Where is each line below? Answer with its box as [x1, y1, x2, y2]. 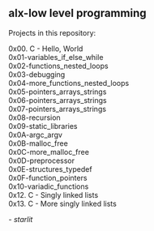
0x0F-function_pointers [8, 173, 88, 182]
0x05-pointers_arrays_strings [8, 87, 107, 96]
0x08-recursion [8, 113, 61, 122]
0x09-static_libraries [8, 121, 78, 130]
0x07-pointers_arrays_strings [8, 104, 107, 113]
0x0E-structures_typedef [8, 164, 92, 173]
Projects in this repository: [8, 28, 96, 37]
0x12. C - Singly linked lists [8, 190, 99, 199]
